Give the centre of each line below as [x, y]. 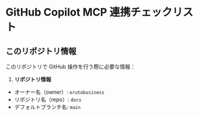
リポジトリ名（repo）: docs [48, 100]
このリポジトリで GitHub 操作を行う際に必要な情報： [71, 67]
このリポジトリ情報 [41, 51]
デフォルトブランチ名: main [48, 107]
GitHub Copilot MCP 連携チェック [89, 12]
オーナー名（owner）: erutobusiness [59, 92]
